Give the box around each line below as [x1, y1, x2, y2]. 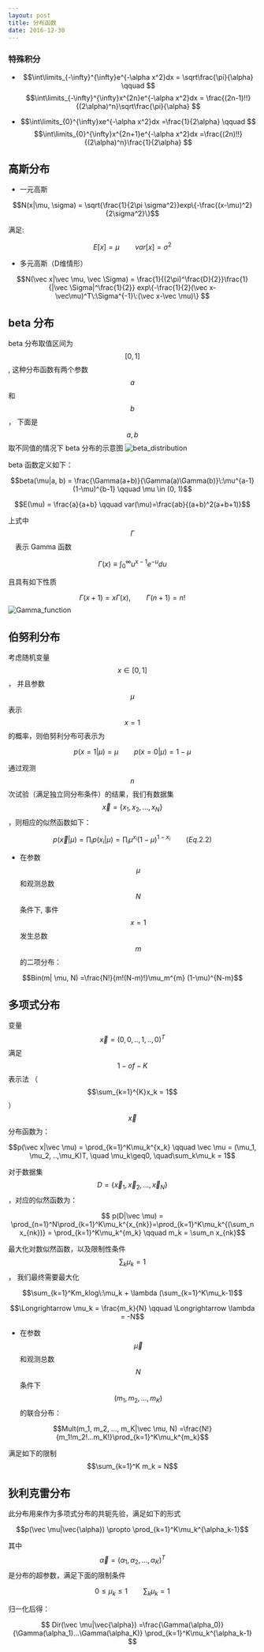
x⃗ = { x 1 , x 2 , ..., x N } [102, 803, 163, 814]
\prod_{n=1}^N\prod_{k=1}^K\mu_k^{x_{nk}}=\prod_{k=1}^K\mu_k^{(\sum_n [10, 1219, 255, 1229]
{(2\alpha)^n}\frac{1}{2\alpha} [84, 137, 182, 147]
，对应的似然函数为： [8, 1195, 77, 1205]
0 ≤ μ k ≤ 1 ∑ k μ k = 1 [94, 1586, 171, 1597]
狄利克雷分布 [8, 1486, 71, 1500]
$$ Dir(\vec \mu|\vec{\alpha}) [40, 1620, 137, 1630]
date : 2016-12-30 [8, 26, 65, 34]
